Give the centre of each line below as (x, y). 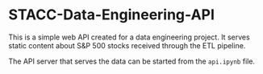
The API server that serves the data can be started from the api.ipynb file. (132, 61)
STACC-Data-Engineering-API (112, 15)
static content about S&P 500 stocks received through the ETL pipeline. (127, 45)
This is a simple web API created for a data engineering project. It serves (129, 37)
